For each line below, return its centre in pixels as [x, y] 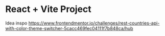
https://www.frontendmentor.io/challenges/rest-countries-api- [94, 23]
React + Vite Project [49, 9]
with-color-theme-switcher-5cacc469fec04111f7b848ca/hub [69, 28]
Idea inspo [16, 23]
